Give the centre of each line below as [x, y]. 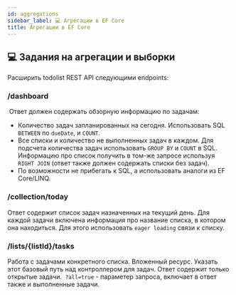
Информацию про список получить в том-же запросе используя [116, 156]
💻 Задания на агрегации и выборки [91, 57]
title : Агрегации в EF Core [49, 27]
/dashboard [28, 96]
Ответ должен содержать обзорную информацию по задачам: [104, 112]
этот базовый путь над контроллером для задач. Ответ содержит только [118, 269]
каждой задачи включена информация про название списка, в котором [117, 220]
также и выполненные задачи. [54, 284]
